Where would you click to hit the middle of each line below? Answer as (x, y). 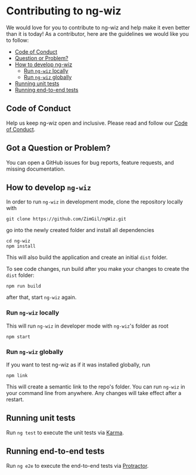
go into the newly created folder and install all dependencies (80, 230)
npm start (18, 337)
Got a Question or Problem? (58, 148)
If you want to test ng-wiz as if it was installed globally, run (78, 365)
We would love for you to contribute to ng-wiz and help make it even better (98, 27)
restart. (15, 399)
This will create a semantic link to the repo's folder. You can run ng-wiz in (96, 387)
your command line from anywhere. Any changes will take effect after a (94, 393)
